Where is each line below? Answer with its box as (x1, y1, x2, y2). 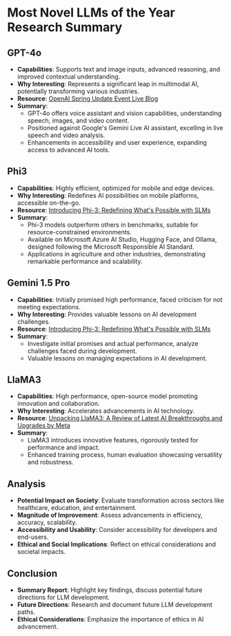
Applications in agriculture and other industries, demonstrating (27, 249, 205, 258)
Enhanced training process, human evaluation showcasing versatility (27, 451, 223, 459)
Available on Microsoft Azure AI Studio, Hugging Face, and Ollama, (27, 235, 217, 243)
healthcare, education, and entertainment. (17, 504, 137, 512)
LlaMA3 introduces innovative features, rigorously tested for (27, 436, 199, 444)
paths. (17, 608, 36, 616)
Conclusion (7, 567, 58, 579)
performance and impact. (27, 443, 100, 452)
